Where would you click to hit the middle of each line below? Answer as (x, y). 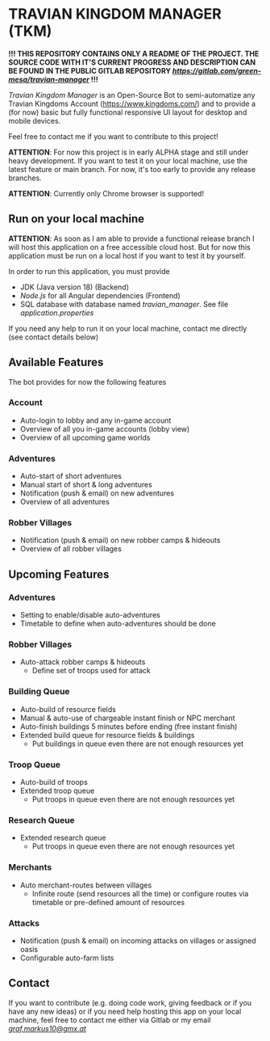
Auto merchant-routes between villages (86, 885)
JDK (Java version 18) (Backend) (75, 287)
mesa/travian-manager (49, 79)
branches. (25, 178)
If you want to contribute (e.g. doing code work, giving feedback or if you (130, 1002)
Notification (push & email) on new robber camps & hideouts (120, 540)
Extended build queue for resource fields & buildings (107, 735)
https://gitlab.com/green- (217, 70)
